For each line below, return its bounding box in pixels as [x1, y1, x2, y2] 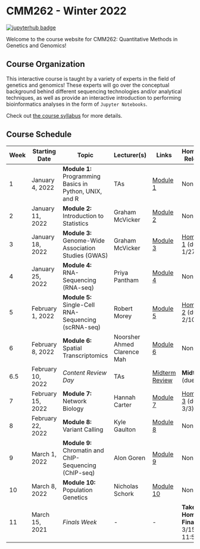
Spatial [62, 343, 82, 352]
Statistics [62, 219, 89, 228]
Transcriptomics [62, 351, 108, 360]
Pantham [114, 276, 139, 284]
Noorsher [114, 333, 140, 341]
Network [62, 397, 87, 405]
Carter [114, 400, 132, 409]
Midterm [152, 369, 176, 377]
